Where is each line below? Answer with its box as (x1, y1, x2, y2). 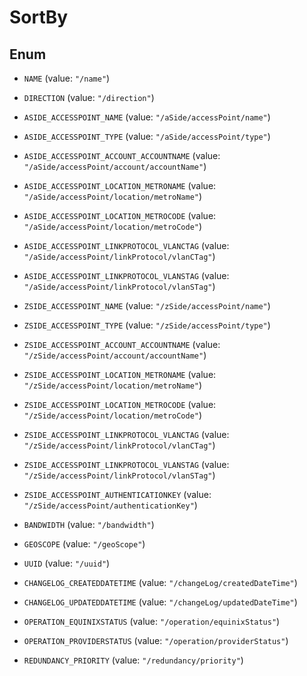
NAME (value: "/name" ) (23, 72, 111, 84)
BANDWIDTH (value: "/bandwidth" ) (23, 519, 155, 530)
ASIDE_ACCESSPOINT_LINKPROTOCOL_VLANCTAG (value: (23, 240, 230, 251)
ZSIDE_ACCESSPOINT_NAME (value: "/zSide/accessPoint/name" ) (23, 300, 271, 311)
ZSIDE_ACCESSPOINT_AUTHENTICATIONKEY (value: (23, 489, 212, 500)
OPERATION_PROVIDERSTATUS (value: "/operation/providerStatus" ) (23, 635, 289, 646)
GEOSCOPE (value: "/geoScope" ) (23, 538, 146, 550)
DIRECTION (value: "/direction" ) (23, 92, 155, 103)
